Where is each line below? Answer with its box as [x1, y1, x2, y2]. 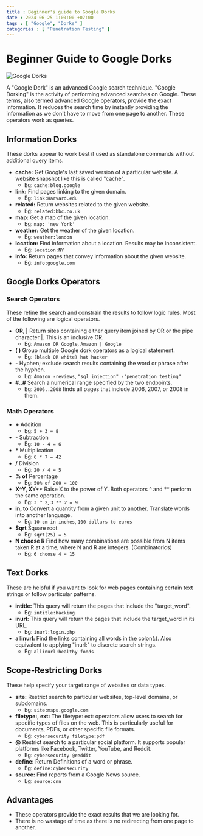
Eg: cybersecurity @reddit [24, 751, 91, 759]
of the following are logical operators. [6, 315, 100, 323]
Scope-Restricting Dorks [6, 665, 103, 676]
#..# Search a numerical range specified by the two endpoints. [15, 379, 173, 386]
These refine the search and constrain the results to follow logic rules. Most [6, 309, 196, 316]
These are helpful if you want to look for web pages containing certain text [6, 584, 193, 591]
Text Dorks [6, 567, 49, 578]
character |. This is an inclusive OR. [15, 333, 104, 341]
